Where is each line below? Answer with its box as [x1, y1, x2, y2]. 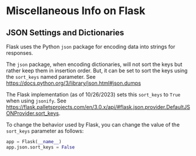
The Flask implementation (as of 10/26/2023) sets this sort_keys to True [6, 91, 181, 98]
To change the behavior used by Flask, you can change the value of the [6, 121, 180, 128]
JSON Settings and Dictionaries [6, 28, 125, 38]
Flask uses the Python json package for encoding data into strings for [6, 43, 175, 50]
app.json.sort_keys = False [6, 144, 75, 150]
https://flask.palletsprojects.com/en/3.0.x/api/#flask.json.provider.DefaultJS [6, 104, 190, 110]
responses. [6, 49, 34, 57]
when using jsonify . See [6, 97, 67, 104]
